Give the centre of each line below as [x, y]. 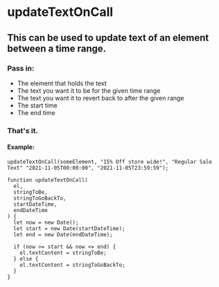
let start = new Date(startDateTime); [70, 229]
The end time [36, 112]
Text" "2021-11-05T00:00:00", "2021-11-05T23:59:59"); [88, 168]
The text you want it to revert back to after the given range [101, 98]
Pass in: [21, 68]
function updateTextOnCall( [48, 180]
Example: [21, 147]
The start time [37, 105]
